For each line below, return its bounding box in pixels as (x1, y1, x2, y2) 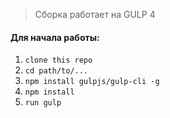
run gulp (24, 98, 62, 108)
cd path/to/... (24, 66, 89, 76)
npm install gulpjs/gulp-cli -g (24, 77, 160, 87)
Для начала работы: (10, 31, 100, 43)
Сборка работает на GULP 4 (34, 9, 156, 20)
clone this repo (24, 55, 93, 66)
